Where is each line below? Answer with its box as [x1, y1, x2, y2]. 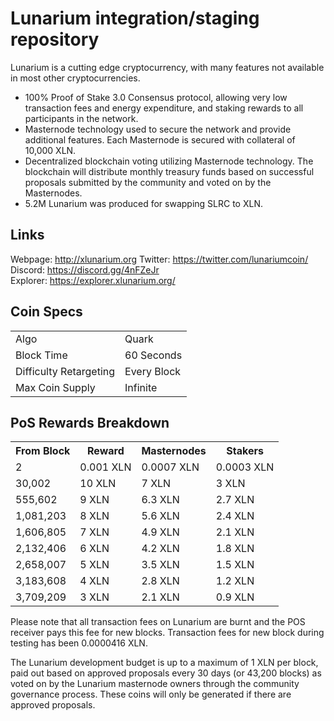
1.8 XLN [215, 542, 255, 556]
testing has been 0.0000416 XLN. [10, 637, 148, 649]
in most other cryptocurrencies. [10, 72, 141, 84]
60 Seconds [124, 348, 183, 362]
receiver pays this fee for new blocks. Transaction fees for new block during [10, 627, 325, 639]
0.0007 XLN [141, 460, 200, 474]
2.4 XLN [215, 509, 255, 523]
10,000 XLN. [24, 144, 77, 156]
